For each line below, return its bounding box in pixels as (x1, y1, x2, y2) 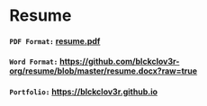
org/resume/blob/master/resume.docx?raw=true (9, 66, 198, 76)
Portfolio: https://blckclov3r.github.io (9, 86, 158, 97)
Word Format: (9, 57, 58, 67)
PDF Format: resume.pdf (9, 35, 101, 46)
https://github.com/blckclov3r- (59, 56, 180, 67)
